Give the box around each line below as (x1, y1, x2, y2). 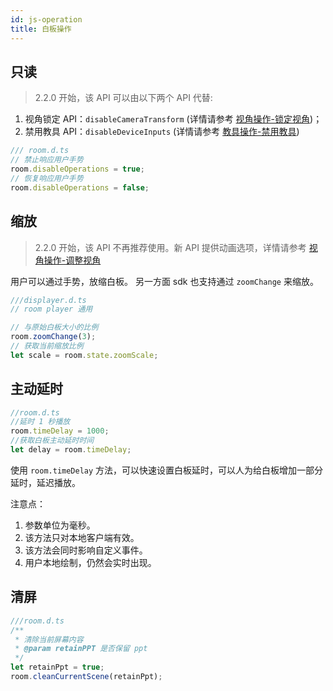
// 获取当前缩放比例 (10, 341, 84, 351)
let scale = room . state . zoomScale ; (10, 350, 159, 360)
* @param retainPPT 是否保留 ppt (14, 644, 148, 654)
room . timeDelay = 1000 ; (10, 426, 110, 436)
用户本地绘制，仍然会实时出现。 (24, 556, 157, 568)
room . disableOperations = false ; (10, 182, 150, 193)
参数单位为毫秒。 (24, 519, 96, 531)
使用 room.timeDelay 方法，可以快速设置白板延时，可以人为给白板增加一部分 (10, 464, 324, 476)
